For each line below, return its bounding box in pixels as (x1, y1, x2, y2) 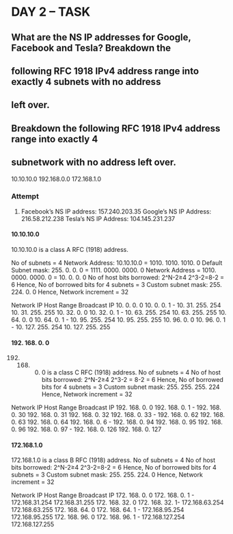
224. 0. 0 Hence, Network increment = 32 (11, 288, 129, 296)
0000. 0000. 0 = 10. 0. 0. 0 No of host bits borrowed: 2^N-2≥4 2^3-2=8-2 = (11, 273, 225, 281)
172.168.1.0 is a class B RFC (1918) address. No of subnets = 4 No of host (11, 456, 216, 464)
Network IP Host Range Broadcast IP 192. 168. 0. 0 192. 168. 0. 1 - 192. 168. (11, 403, 221, 411)
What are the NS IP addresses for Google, (11, 31, 191, 43)
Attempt (11, 192, 40, 201)
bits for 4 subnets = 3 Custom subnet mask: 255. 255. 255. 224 (41, 383, 221, 391)
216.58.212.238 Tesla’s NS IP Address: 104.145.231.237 (20, 214, 176, 222)
